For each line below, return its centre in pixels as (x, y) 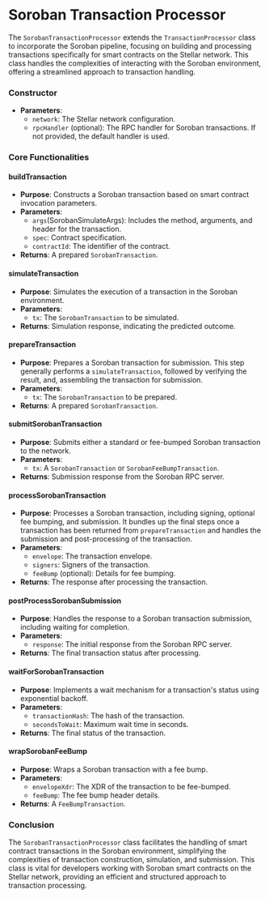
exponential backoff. (54, 698)
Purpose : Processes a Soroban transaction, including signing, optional (137, 513)
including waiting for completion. (75, 627)
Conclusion (32, 824)
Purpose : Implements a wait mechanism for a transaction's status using (139, 690)
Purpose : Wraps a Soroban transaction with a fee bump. (114, 769)
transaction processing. (48, 886)
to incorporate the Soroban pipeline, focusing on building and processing (130, 45)
